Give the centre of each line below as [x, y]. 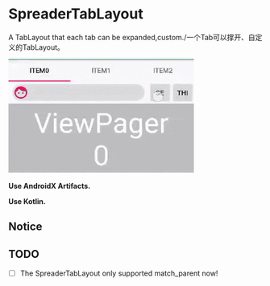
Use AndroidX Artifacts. [50, 186]
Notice [25, 227]
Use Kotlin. [27, 201]
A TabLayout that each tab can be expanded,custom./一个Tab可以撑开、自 [132, 37]
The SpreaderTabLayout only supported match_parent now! [119, 273]
